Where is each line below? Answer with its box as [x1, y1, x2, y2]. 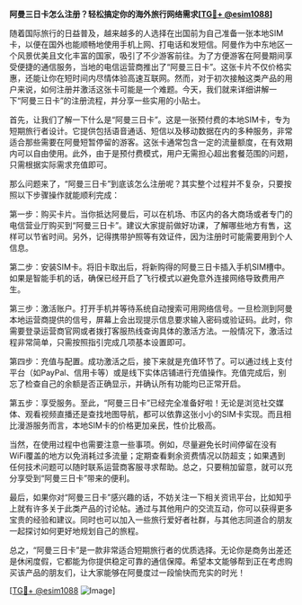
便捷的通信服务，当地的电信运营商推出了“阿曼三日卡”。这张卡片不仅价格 [16, 62, 285, 72]
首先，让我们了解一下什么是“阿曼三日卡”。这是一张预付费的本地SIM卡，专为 [9, 114, 290, 125]
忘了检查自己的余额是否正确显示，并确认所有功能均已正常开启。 [9, 378, 245, 389]
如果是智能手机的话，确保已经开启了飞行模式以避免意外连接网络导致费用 [9, 273, 277, 283]
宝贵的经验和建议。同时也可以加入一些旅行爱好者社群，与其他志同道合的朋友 [9, 514, 293, 525]
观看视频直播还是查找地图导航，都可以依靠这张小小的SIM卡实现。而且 [24, 409, 284, 419]
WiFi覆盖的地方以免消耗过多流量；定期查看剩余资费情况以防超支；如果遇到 [9, 450, 286, 461]
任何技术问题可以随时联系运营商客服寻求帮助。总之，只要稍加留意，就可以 [9, 462, 285, 472]
